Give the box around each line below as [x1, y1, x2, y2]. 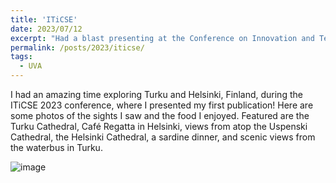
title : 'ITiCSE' [10, 14, 78, 25]
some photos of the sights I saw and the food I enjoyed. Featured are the [10, 110, 310, 121]
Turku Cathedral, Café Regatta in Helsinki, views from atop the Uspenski [10, 121, 308, 132]
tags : [10, 52, 33, 62]
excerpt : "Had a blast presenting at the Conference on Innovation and [10, 33, 315, 43]
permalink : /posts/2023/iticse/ [10, 42, 145, 53]
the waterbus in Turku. [10, 142, 103, 153]
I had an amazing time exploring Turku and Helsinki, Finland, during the [10, 89, 303, 100]
